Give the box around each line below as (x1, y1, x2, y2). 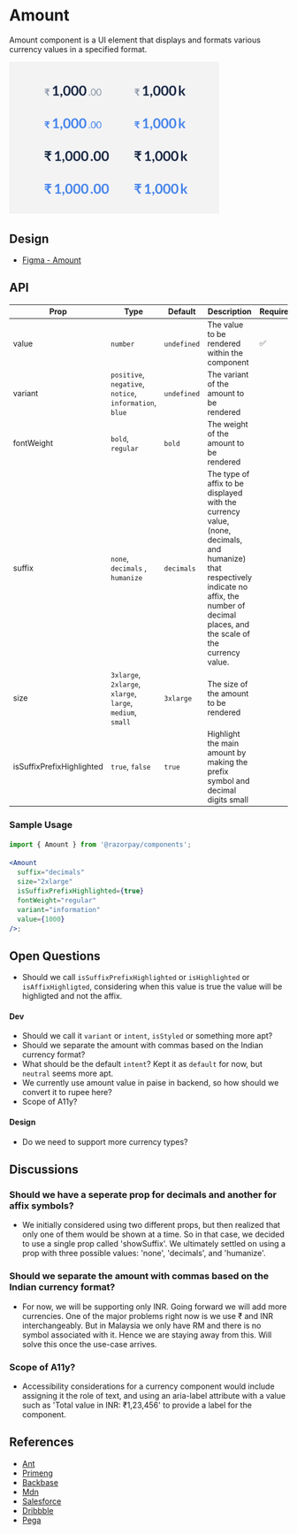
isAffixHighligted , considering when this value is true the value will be (21, 981, 283, 992)
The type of (207, 469, 250, 479)
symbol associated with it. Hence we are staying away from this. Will (21, 1329, 272, 1340)
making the (207, 756, 248, 767)
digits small (207, 794, 249, 805)
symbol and (207, 775, 250, 786)
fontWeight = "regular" (17, 895, 97, 905)
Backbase (21, 1476, 59, 1487)
